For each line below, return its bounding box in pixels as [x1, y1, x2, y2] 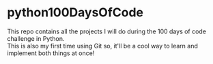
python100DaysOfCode [7, 5, 144, 20]
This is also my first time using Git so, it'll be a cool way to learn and [7, 42, 198, 50]
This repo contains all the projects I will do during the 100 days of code [7, 27, 207, 35]
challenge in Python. [7, 34, 65, 42]
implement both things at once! [7, 49, 95, 57]
